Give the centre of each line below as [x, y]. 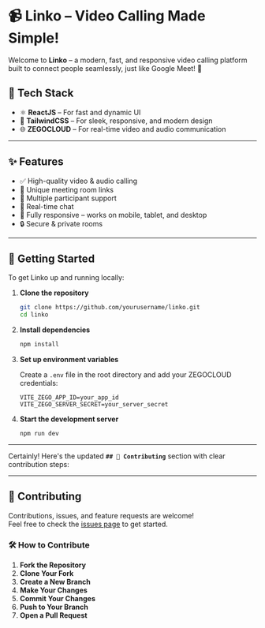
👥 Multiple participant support [68, 198]
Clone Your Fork [47, 573]
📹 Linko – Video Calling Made [107, 16]
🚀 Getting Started [52, 258]
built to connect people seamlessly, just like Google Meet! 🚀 [105, 68]
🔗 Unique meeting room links [67, 189]
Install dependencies [55, 330]
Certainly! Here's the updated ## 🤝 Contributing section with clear [117, 456]
